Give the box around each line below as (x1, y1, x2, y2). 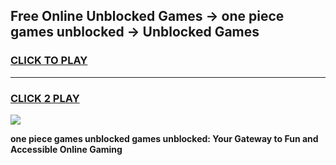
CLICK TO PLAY (10, 54, 88, 68)
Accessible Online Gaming (10, 143, 123, 155)
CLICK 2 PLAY (10, 91, 80, 105)
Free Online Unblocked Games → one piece (10, 8, 285, 25)
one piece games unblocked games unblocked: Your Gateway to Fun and (10, 132, 319, 144)
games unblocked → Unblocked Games (10, 24, 260, 41)
